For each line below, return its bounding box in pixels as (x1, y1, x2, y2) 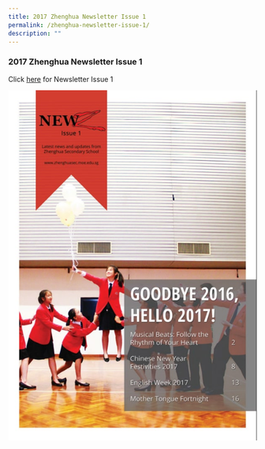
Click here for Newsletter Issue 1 (8, 74, 114, 84)
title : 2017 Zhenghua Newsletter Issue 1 (8, 13, 147, 21)
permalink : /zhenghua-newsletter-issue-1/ (8, 21, 150, 29)
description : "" (8, 29, 62, 37)
